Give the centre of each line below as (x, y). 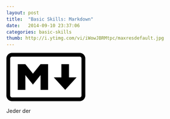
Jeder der (19, 111)
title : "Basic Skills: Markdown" (50, 19)
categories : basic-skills (39, 32)
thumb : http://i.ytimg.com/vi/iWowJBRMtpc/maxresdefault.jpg (85, 38)
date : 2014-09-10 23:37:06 (43, 25)
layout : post (23, 13)
